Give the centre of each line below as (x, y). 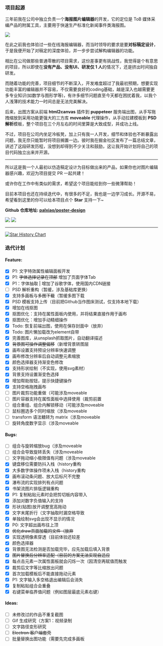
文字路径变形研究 (29, 627)
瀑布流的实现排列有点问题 (38, 482)
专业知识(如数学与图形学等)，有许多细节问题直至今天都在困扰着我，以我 (81, 95)
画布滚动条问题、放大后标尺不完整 (46, 476)
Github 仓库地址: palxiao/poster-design (45, 210)
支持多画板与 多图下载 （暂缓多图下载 (48, 295)
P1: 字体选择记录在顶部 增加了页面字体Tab (54, 277)
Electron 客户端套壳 (32, 633)
